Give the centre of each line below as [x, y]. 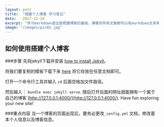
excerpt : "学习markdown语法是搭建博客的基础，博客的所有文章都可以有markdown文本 [81, 23]
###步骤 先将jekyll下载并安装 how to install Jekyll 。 [57, 61]
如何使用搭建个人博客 [37, 48]
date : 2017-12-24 [25, 18]
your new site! [19, 103]
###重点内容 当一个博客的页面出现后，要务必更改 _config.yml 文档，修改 [78, 113]
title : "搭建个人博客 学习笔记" [35, 14]
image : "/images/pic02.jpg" [34, 28]
